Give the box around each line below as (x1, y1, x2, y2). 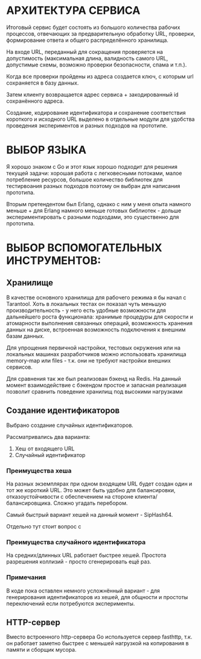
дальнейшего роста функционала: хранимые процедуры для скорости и (6, 313, 193, 320)
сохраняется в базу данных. (6, 79, 79, 86)
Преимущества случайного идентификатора (6, 537, 146, 546)
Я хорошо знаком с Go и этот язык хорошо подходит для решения (6, 163, 178, 170)
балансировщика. (6, 499, 53, 507)
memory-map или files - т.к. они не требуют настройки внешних (6, 357, 171, 364)
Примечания (6, 573, 46, 582)
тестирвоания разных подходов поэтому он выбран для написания (6, 182, 180, 189)
